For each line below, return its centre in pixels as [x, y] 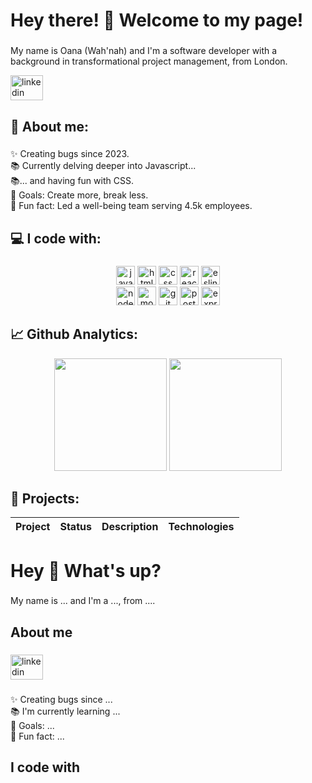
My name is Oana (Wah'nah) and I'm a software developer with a [144, 51]
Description [130, 527]
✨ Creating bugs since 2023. [70, 154]
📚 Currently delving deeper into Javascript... [103, 166]
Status [75, 527]
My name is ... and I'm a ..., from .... [83, 601]
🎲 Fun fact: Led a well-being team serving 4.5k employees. [131, 206]
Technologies [201, 527]
